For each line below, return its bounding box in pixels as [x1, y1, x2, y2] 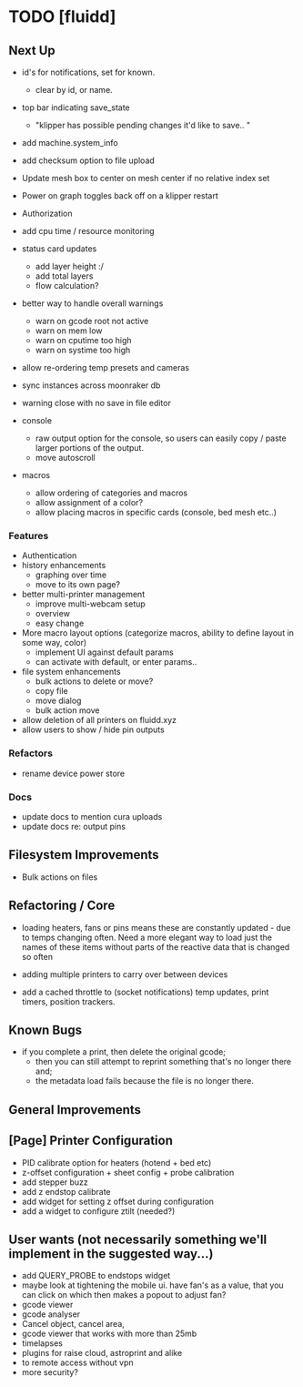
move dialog [35, 695, 82, 707]
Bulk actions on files [21, 872, 98, 882]
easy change [35, 617, 85, 629]
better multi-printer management [21, 589, 146, 600]
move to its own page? [35, 579, 120, 590]
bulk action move [35, 705, 101, 716]
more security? [21, 1367, 79, 1378]
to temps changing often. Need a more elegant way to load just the [21, 932, 272, 943]
